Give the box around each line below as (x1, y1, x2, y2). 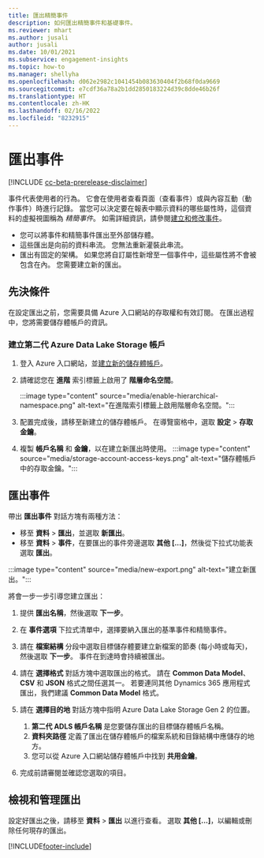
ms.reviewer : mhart (8, 26, 73, 34)
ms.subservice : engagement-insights (8, 56, 128, 64)
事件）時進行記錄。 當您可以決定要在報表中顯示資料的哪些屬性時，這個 (14, 203, 245, 213)
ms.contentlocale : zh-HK (8, 99, 90, 107)
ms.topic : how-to (8, 63, 65, 71)
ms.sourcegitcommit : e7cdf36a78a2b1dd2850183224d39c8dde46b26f (8, 84, 221, 93)
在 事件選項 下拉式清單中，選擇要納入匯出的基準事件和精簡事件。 (19, 624, 231, 634)
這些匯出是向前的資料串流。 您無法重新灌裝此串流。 (19, 240, 188, 249)
